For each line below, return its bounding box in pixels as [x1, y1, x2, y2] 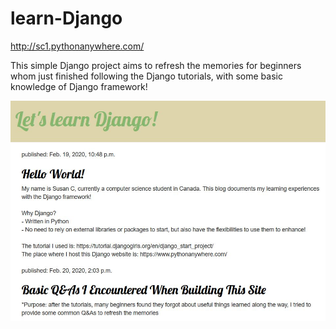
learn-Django [10, 7, 123, 30]
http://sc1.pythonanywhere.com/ [10, 40, 145, 52]
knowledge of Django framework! [10, 80, 148, 92]
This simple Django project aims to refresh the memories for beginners [10, 59, 302, 71]
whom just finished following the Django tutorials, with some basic [10, 70, 283, 82]
